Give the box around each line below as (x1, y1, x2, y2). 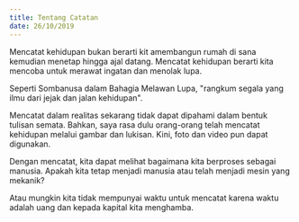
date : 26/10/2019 (9, 22, 75, 31)
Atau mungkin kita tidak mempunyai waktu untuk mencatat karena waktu (9, 192, 279, 203)
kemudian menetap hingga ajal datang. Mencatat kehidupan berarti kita (9, 56, 274, 67)
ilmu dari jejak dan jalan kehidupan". (9, 92, 143, 103)
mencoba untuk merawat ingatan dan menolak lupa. (9, 65, 203, 76)
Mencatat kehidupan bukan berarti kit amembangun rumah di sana (9, 46, 257, 57)
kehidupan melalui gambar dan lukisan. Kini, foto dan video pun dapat (9, 129, 268, 139)
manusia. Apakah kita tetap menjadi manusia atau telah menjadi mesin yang (9, 165, 290, 176)
